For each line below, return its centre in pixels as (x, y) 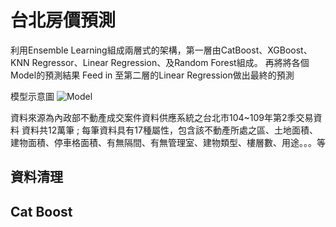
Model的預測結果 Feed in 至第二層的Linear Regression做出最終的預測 (152, 75)
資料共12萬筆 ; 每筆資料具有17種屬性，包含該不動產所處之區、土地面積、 (169, 130)
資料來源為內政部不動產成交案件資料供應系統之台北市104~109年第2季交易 (162, 117)
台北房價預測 (63, 20)
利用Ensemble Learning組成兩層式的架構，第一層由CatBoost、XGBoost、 (161, 50)
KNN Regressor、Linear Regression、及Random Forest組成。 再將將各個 (160, 62)
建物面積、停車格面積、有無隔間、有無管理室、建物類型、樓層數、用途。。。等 (168, 142)
